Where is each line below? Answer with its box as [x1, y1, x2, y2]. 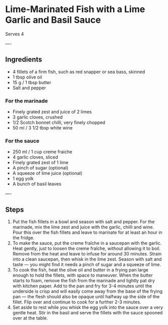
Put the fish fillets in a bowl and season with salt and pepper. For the [12, 219, 155, 225]
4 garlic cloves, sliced [12, 154, 58, 160]
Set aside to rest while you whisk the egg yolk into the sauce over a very [12, 304, 163, 310]
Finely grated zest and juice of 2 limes [12, 109, 92, 115]
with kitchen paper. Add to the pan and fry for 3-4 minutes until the [12, 283, 152, 289]
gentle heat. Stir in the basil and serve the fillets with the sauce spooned [12, 310, 163, 316]
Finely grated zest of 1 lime [12, 160, 69, 166]
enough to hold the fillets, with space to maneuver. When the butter [12, 272, 153, 278]
